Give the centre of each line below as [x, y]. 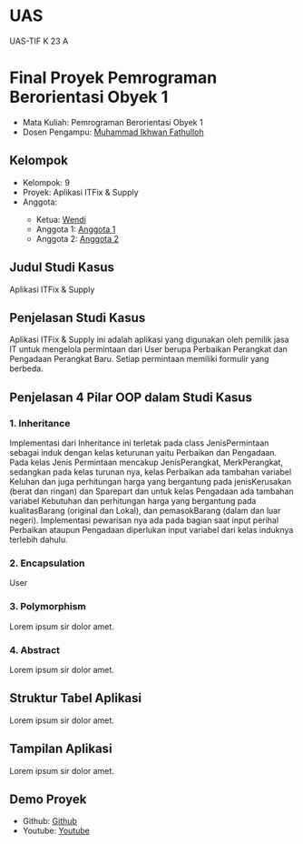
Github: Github [49, 821]
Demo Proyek [48, 799]
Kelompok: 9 [46, 182]
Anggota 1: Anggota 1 [76, 229]
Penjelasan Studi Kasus [78, 318]
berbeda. [26, 368]
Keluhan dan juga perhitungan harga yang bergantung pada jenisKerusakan [151, 482]
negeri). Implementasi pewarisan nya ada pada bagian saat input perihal [144, 520]
